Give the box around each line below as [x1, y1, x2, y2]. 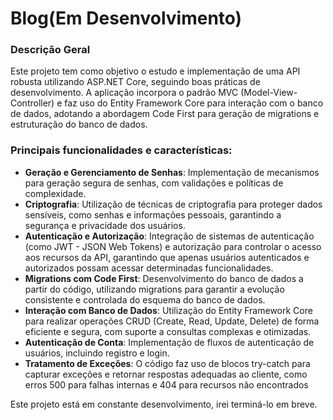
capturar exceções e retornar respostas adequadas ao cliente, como [24, 368, 308, 380]
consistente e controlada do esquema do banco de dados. [24, 293, 266, 306]
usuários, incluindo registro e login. [24, 347, 170, 359]
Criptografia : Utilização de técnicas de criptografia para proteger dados [24, 198, 323, 210]
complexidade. [24, 187, 87, 199]
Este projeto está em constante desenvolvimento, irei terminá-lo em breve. [10, 398, 318, 410]
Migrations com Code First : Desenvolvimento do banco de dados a [24, 272, 304, 284]
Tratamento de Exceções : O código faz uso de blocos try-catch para [24, 357, 311, 369]
